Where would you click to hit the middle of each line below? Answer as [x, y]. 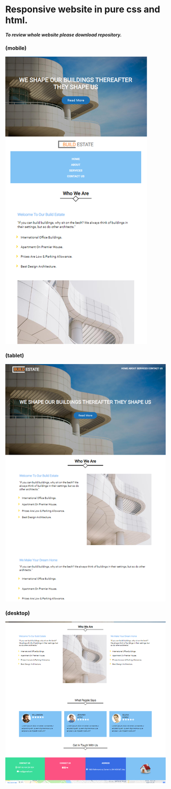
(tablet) [15, 355]
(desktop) [18, 613]
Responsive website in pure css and [83, 9]
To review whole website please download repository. [64, 35]
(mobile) [16, 48]
